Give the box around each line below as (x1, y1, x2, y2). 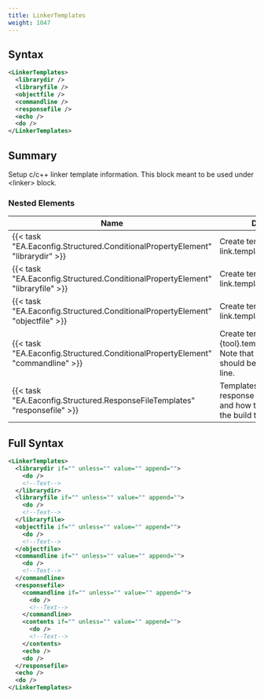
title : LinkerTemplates (8, 11, 86, 20)
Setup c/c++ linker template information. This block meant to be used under (8, 170, 254, 179)
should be (219, 358, 257, 369)
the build (219, 410, 252, 421)
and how (219, 400, 251, 411)
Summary (8, 148, 57, 162)
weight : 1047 (8, 19, 51, 27)
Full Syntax (8, 437, 64, 450)
